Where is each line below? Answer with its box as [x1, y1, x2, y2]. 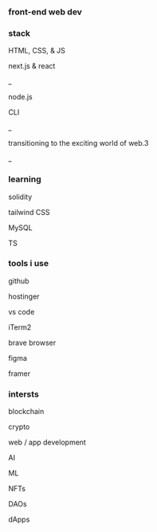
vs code [8, 307, 35, 316]
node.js [8, 92, 33, 102]
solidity [8, 192, 33, 201]
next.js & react [8, 61, 56, 71]
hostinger [8, 291, 40, 301]
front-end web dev [8, 6, 82, 18]
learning [8, 174, 41, 185]
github [8, 276, 29, 285]
